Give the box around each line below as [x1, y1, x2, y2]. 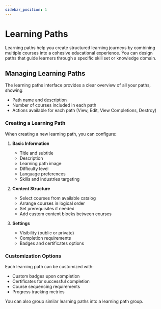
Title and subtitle [19, 150, 54, 156]
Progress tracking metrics [12, 288, 65, 295]
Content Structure [12, 185, 51, 192]
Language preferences [19, 170, 66, 177]
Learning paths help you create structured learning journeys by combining [5, 45, 156, 51]
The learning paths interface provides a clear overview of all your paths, [5, 82, 151, 88]
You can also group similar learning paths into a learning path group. [5, 298, 144, 304]
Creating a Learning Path [5, 120, 66, 127]
